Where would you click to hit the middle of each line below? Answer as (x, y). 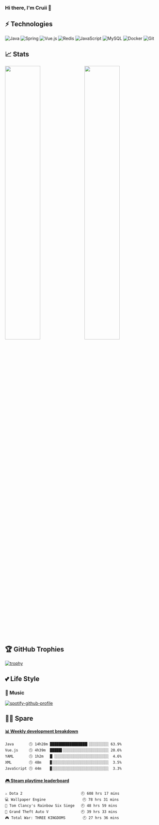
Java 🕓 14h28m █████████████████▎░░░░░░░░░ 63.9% (64, 744)
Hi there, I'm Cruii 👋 (28, 8)
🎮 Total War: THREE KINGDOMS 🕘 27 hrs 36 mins (62, 818)
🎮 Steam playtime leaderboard (37, 781)
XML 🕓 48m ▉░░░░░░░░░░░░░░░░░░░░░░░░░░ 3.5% (64, 762)
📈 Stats (17, 54)
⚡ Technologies (29, 24)
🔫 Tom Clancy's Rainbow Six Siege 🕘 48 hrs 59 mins (61, 806)
